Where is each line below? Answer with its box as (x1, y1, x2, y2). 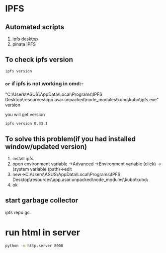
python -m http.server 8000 (5, 243, 64, 248)
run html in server (5, 227, 81, 238)
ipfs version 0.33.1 (5, 121, 48, 126)
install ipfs (12, 155, 34, 161)
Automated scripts (5, 23, 65, 31)
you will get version (5, 112, 45, 118)
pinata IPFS (12, 41, 36, 47)
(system (12, 166, 29, 172)
